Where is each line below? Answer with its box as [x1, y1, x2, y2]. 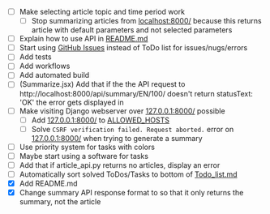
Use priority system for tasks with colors [19, 142, 156, 152]
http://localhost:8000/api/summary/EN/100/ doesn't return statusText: [19, 88, 253, 98]
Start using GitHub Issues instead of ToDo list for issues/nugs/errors [19, 43, 248, 53]
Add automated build [19, 71, 90, 80]
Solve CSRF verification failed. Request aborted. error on [31, 124, 234, 134]
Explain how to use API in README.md [19, 34, 148, 44]
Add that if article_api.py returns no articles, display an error [19, 160, 221, 169]
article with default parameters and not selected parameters [31, 25, 233, 35]
